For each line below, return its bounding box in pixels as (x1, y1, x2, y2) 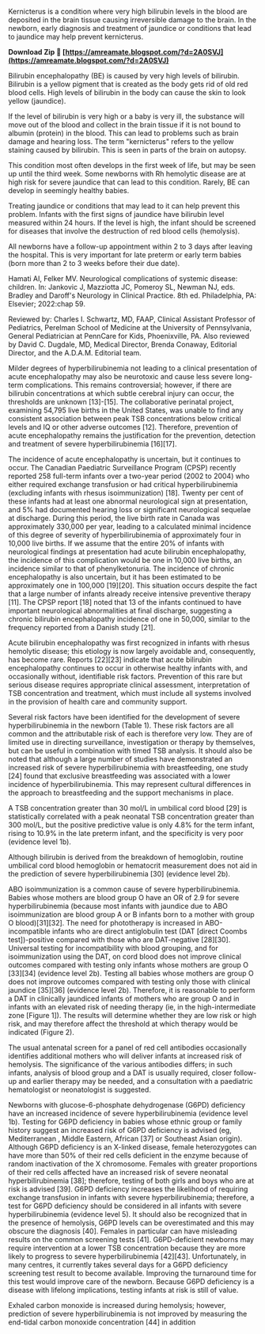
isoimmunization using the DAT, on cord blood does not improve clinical (8, 952, 241, 961)
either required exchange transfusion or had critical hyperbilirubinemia (8, 480, 239, 489)
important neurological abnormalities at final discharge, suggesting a (8, 606, 233, 615)
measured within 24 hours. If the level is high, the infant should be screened (8, 218, 256, 227)
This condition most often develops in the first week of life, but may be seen (8, 161, 256, 169)
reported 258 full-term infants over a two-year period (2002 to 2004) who (8, 471, 250, 481)
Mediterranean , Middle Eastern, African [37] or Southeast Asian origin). (8, 1134, 243, 1143)
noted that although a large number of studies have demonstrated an (8, 754, 233, 763)
